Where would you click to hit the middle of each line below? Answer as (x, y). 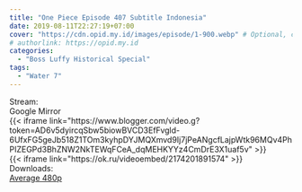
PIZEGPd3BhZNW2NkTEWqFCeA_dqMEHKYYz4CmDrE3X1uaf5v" (131, 149)
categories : (31, 51)
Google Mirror (35, 111)
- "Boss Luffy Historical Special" (84, 59)
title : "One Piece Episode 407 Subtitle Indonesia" (108, 17)
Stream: (24, 101)
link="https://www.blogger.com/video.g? (124, 120)
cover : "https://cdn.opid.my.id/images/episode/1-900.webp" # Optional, (148, 34)
